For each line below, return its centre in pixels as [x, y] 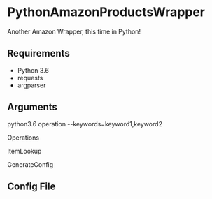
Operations [23, 138]
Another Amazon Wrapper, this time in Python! [74, 31]
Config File [31, 186]
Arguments [33, 107]
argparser [31, 85]
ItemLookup [24, 151]
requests [30, 78]
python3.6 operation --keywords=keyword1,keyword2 [85, 124]
